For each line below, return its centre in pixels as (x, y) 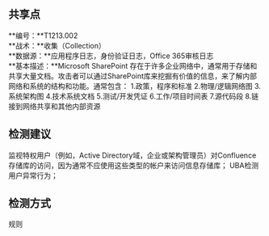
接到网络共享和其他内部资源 (55, 106)
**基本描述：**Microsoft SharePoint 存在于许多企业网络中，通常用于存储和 (133, 65)
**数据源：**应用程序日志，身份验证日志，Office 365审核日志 (111, 56)
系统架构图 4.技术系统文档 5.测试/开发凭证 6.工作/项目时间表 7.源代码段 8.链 (134, 96)
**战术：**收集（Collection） (57, 45)
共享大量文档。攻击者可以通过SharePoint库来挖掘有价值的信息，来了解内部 (132, 76)
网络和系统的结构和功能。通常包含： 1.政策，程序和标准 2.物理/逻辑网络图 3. (134, 86)
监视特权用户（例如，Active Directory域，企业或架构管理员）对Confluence (132, 155)
